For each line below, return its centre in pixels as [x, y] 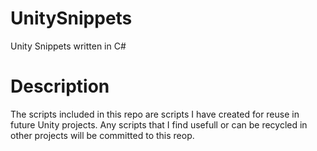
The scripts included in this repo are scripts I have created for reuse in [155, 114]
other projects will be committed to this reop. [102, 135]
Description [60, 86]
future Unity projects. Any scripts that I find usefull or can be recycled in [159, 124]
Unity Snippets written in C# [68, 46]
